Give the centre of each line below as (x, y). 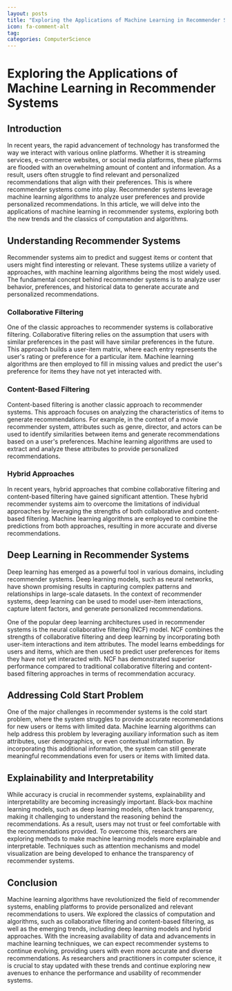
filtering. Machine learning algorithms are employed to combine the (122, 518)
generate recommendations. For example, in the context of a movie (103, 419)
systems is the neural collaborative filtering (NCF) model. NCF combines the (116, 629)
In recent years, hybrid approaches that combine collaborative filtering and (114, 489)
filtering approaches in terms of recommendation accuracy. (111, 674)
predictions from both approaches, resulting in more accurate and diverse (112, 526)
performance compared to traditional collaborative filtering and (97, 666)
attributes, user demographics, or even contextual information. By (101, 742)
